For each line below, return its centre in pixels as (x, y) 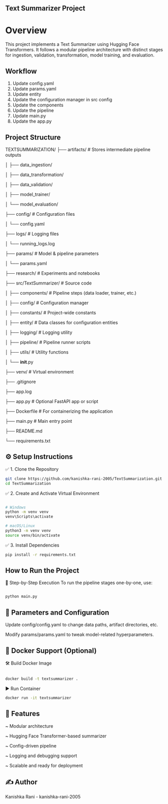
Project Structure (33, 137)
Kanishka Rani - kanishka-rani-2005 (43, 797)
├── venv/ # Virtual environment (40, 371)
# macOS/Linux (20, 526)
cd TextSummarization (28, 483)
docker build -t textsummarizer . (42, 679)
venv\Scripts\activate (29, 517)
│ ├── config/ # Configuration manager (47, 303)
